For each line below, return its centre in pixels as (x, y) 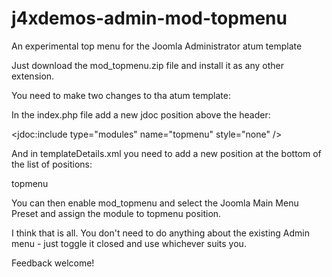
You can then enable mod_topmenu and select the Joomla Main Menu (155, 203)
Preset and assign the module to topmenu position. (116, 213)
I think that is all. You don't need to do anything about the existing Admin (161, 233)
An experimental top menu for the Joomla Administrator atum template (157, 46)
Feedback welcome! (53, 263)
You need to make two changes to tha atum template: (121, 95)
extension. (33, 76)
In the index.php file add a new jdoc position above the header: (141, 114)
